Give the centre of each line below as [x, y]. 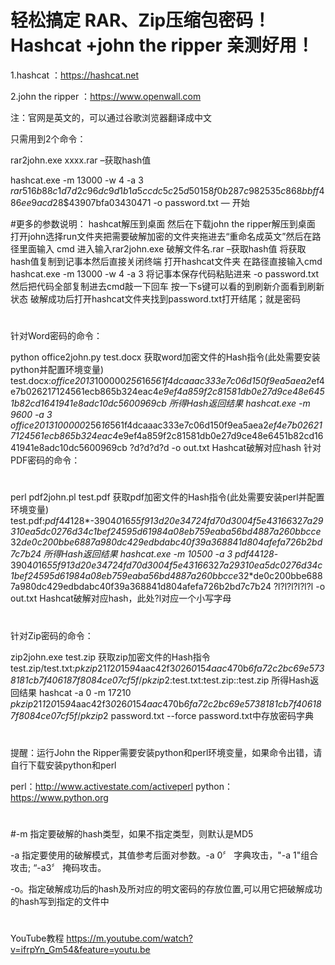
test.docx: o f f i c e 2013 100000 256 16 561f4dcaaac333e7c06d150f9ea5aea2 [161, 381]
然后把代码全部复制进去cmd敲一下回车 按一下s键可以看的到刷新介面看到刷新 [167, 286]
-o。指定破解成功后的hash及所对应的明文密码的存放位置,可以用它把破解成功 [166, 888]
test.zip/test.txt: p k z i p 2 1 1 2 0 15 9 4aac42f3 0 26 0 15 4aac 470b [129, 668]
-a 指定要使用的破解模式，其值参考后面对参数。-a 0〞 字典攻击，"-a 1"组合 [164, 855]
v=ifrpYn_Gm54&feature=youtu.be [80, 950]
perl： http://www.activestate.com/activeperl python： [122, 786]
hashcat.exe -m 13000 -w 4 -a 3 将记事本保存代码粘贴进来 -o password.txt [165, 273]
